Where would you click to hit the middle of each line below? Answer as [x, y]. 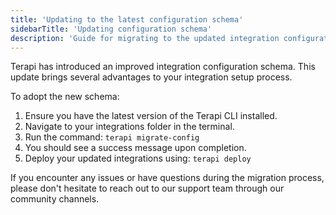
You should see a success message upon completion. [135, 148]
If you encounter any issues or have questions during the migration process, [167, 178]
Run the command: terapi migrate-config [112, 137]
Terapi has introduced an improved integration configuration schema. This [163, 67]
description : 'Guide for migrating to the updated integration [145, 38]
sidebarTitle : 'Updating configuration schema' [111, 29]
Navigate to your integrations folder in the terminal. [129, 127]
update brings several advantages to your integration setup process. [151, 77]
